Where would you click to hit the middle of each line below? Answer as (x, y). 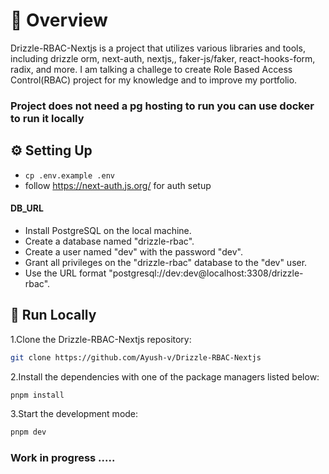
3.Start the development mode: (74, 414)
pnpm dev (28, 432)
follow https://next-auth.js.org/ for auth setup (118, 185)
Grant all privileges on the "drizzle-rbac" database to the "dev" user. (166, 262)
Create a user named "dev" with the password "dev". (133, 251)
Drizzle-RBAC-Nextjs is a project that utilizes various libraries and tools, (158, 48)
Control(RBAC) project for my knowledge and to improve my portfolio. (154, 80)
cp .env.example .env (69, 175)
